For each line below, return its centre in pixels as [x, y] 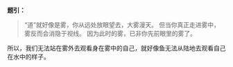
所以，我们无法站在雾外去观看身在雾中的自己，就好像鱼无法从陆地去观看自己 [116, 48]
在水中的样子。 [28, 57]
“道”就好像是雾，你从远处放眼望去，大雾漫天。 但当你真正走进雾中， [122, 25]
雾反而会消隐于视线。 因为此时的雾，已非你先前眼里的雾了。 [110, 33]
